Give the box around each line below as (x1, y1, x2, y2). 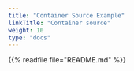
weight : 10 (8, 26, 44, 34)
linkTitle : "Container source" (8, 19, 111, 27)
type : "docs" (8, 33, 51, 42)
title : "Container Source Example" (8, 11, 125, 20)
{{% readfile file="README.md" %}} (8, 55, 126, 65)
